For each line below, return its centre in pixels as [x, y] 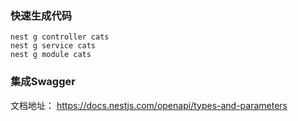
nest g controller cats [60, 37]
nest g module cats [51, 55]
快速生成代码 [41, 15]
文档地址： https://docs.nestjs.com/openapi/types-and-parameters [149, 105]
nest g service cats [53, 46]
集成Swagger [43, 82]
